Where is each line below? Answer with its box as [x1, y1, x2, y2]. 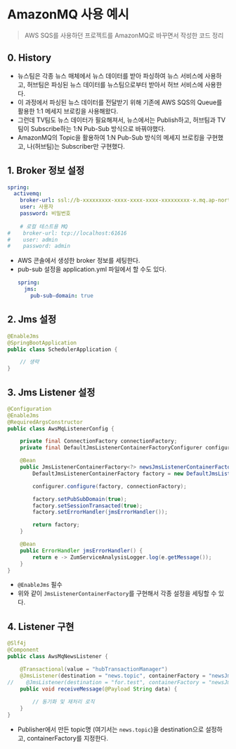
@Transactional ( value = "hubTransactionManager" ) [20, 665, 169, 673]
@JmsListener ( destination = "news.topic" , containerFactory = [20, 672, 206, 679]
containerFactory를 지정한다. [27, 733, 109, 742]
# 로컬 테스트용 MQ [20, 223, 68, 230]
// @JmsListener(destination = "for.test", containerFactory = [7, 679, 206, 686]
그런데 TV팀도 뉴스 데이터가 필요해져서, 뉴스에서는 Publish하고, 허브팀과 [17, 116, 216, 124]
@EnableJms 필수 [17, 581, 63, 589]
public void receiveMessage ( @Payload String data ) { [20, 685, 178, 693]
